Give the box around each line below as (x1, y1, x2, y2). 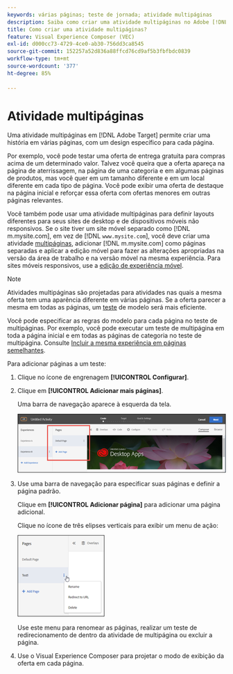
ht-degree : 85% (7, 70, 51, 77)
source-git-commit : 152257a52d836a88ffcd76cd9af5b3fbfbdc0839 (7, 48, 191, 55)
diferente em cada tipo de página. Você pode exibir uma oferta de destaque (7, 182, 224, 190)
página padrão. (17, 487, 61, 495)
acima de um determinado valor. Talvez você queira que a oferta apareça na (7, 159, 225, 168)
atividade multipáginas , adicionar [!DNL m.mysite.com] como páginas (7, 239, 206, 248)
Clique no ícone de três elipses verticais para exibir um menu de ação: (17, 522, 218, 530)
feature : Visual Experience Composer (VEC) (7, 33, 135, 40)
